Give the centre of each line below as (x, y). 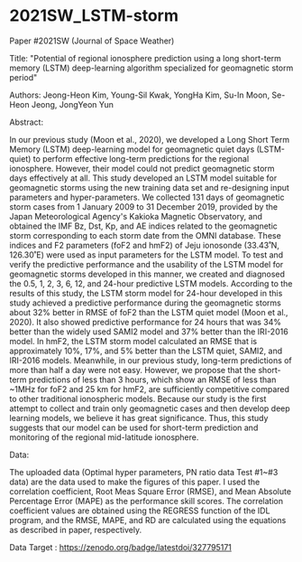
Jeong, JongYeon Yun (73, 104)
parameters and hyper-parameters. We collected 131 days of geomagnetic (147, 197)
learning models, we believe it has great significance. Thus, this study (139, 417)
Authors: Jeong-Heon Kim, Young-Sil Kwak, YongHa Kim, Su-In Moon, (140, 95)
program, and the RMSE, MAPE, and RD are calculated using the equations (148, 520)
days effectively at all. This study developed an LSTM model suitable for (143, 178)
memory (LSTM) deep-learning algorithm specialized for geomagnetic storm (151, 68)
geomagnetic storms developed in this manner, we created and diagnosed (147, 274)
